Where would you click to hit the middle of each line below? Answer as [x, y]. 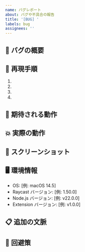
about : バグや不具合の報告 [30, 15]
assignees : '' [20, 29]
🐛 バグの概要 [24, 50]
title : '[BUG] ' [22, 19]
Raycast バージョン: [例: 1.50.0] [44, 192]
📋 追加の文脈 [26, 222]
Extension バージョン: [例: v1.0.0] [46, 205]
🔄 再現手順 [21, 69]
